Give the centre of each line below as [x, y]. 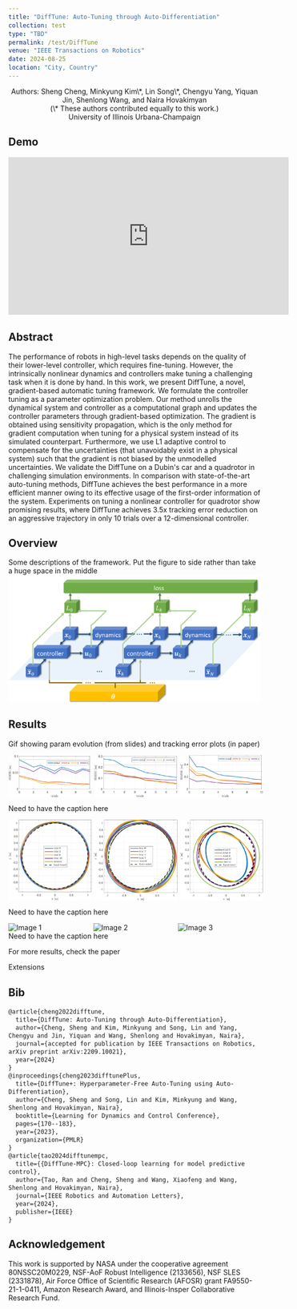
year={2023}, [37, 1132]
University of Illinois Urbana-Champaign [134, 117]
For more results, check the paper [64, 952]
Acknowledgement [57, 1245]
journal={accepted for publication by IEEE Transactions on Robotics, [136, 1044]
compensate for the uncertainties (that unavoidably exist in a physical [123, 450]
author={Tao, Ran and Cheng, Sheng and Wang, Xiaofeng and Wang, [127, 1180]
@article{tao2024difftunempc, [59, 1156]
